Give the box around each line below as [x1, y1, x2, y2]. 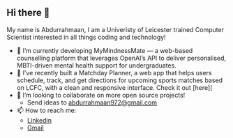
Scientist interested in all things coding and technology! [6, 33, 166, 41]
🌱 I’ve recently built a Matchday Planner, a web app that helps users [16, 68, 212, 77]
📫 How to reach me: [16, 106, 77, 114]
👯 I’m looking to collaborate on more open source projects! [16, 91, 186, 99]
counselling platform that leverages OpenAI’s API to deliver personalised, [16, 54, 227, 62]
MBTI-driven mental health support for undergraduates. [16, 61, 177, 70]
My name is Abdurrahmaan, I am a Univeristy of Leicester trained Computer [6, 25, 225, 33]
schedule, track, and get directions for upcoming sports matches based [16, 76, 223, 84]
